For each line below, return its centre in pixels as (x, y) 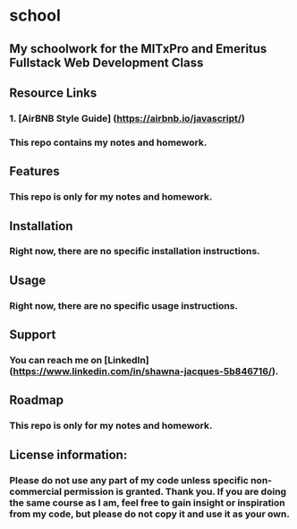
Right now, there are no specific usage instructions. (124, 305)
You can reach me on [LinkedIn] (79, 361)
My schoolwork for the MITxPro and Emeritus (138, 49)
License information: (68, 454)
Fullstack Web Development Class (106, 62)
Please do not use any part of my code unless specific (129, 480)
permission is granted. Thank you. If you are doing (175, 491)
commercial (36, 491)
